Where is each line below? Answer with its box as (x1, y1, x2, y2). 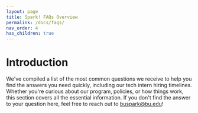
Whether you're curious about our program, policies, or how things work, (6, 88, 184, 95)
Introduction (6, 56, 69, 69)
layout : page (6, 8, 38, 15)
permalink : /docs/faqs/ (6, 19, 65, 25)
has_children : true (6, 31, 54, 36)
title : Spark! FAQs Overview (6, 14, 78, 20)
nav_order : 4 (6, 25, 38, 31)
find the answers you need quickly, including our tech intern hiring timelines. (6, 82, 192, 89)
